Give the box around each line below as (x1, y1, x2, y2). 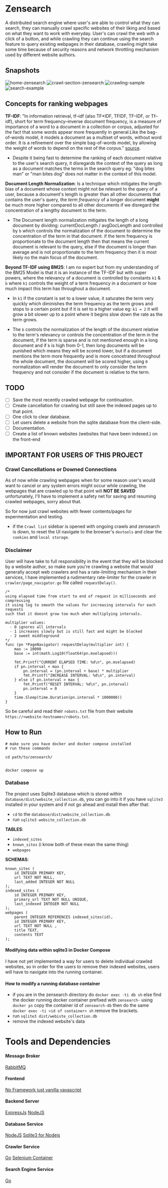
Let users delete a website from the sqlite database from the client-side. (12, 419, 162, 425)
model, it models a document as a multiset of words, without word (25, 134, 162, 140)
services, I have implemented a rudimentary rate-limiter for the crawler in (5, 574, 156, 580)
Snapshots (5, 66, 40, 75)
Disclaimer (5, 546, 32, 554)
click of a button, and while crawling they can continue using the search (5, 36, 154, 42)
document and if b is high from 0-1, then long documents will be (12, 342, 144, 348)
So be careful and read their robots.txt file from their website (5, 708, 133, 714)
